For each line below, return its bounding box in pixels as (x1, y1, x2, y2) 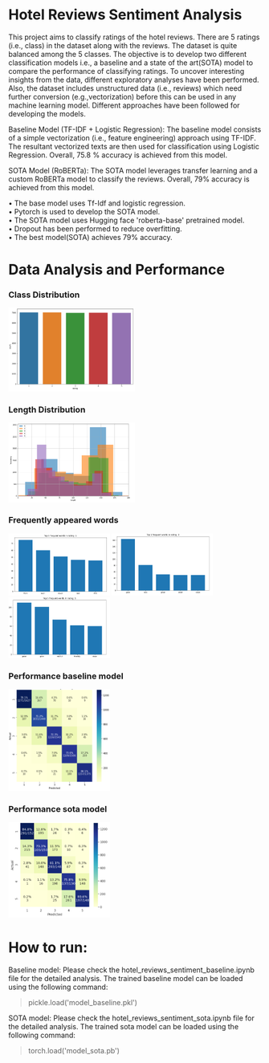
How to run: (8, 938, 88, 956)
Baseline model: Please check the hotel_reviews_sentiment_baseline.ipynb (8, 965, 255, 975)
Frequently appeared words (8, 515, 119, 526)
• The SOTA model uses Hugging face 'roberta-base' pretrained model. (8, 215, 245, 225)
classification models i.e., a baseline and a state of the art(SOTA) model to (8, 58, 254, 67)
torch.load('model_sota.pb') (27, 1045, 120, 1055)
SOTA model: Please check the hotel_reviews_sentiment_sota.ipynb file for (8, 1013, 255, 1023)
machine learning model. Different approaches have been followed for (8, 100, 240, 110)
